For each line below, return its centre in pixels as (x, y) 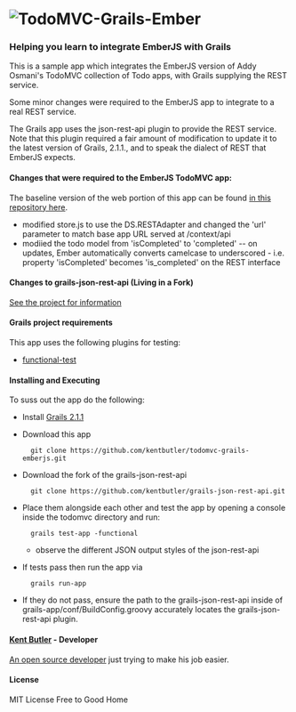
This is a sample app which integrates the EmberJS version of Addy (133, 66)
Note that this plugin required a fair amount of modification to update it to (143, 139)
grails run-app (59, 584)
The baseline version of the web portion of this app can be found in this (140, 198)
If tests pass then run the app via (82, 567)
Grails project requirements (61, 323)
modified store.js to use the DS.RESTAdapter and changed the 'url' (144, 224)
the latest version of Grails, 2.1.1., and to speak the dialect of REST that (138, 148)
